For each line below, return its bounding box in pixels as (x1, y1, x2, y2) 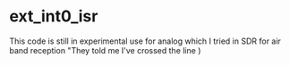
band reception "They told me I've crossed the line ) (9, 45, 201, 55)
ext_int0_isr (9, 6, 98, 27)
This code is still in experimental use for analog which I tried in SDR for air (9, 36, 282, 46)
